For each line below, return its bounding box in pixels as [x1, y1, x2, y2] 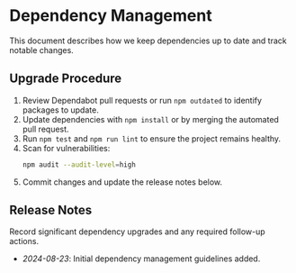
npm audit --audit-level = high [22, 159, 137, 169]
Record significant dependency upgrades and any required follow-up [9, 226, 265, 237]
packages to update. [22, 105, 99, 115]
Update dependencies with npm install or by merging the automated [22, 114, 279, 124]
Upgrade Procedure [9, 71, 122, 86]
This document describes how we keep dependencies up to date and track [9, 35, 287, 46]
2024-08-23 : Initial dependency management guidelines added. [22, 253, 261, 264]
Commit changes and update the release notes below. [22, 177, 223, 187]
